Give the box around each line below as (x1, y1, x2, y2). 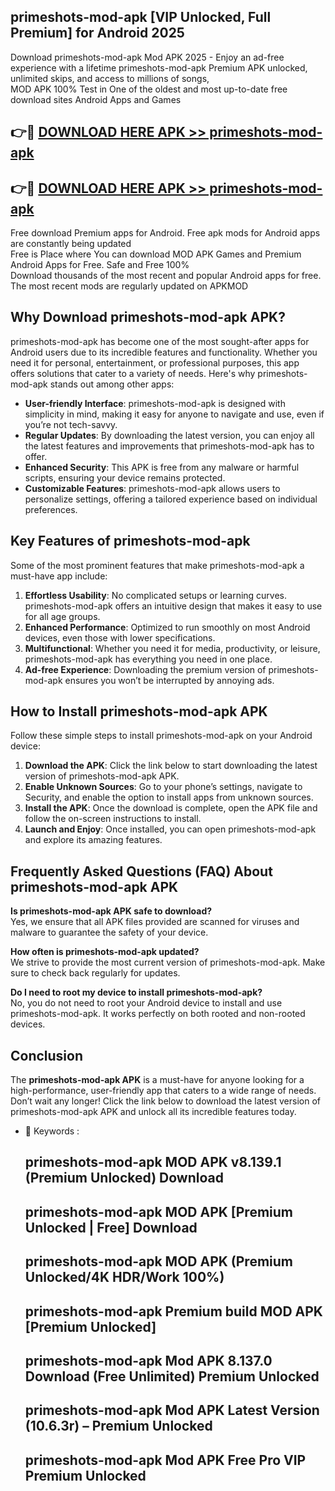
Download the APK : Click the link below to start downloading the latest (24, 760, 318, 772)
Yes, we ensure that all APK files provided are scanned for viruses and (10, 916, 300, 928)
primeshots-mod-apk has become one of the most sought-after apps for (10, 335, 310, 347)
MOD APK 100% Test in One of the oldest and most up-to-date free (10, 83, 288, 95)
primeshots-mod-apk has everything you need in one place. (24, 653, 273, 665)
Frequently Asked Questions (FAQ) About (10, 863, 273, 880)
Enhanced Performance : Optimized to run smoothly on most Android (24, 621, 311, 633)
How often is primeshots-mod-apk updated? (10, 946, 200, 958)
